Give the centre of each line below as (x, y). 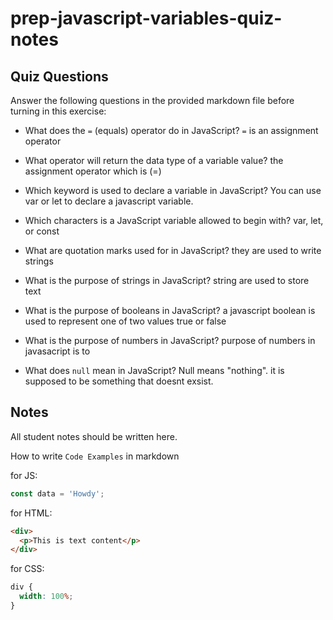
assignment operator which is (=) (93, 171)
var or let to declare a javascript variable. (109, 201)
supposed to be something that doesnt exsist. (119, 381)
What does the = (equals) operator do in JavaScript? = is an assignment (171, 130)
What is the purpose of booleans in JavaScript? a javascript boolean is (170, 310)
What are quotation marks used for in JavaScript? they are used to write (173, 250)
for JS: (24, 475)
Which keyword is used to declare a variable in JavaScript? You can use (173, 190)
